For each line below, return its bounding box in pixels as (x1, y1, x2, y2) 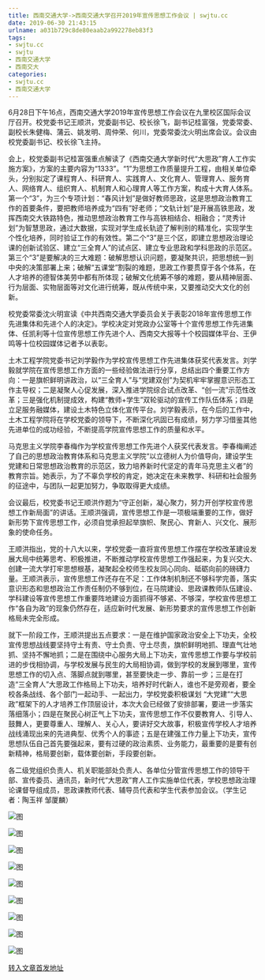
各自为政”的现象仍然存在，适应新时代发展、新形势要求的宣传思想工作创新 (18, 604, 256, 613)
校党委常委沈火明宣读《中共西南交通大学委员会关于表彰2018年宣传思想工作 (8, 309, 252, 318)
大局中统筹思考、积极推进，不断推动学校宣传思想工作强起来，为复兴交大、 (14, 554, 257, 563)
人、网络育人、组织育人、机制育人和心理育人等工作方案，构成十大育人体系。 (8, 183, 257, 194)
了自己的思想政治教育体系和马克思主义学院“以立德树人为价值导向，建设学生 (8, 451, 254, 461)
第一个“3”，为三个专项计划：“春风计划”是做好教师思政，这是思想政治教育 (8, 194, 246, 203)
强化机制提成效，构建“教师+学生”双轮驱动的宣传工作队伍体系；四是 (35, 395, 254, 405)
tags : (8, 33, 26, 42)
